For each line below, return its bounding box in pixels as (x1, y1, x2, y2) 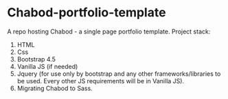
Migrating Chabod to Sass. (16, 84, 93, 92)
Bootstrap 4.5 (16, 55, 56, 63)
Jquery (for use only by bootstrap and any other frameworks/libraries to (16, 70, 221, 78)
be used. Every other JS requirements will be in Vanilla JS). (16, 76, 184, 85)
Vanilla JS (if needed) (16, 62, 78, 70)
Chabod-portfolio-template (7, 5, 166, 20)
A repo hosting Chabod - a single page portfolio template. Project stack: (7, 27, 211, 36)
